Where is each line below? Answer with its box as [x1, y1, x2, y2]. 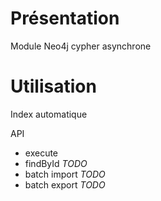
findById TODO [24, 157, 88, 169]
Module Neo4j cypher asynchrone [10, 40, 152, 52]
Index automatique [10, 108, 88, 120]
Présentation [10, 7, 120, 30]
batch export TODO [24, 178, 106, 191]
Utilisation [10, 75, 97, 98]
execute [24, 147, 59, 159]
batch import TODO [24, 168, 106, 180]
